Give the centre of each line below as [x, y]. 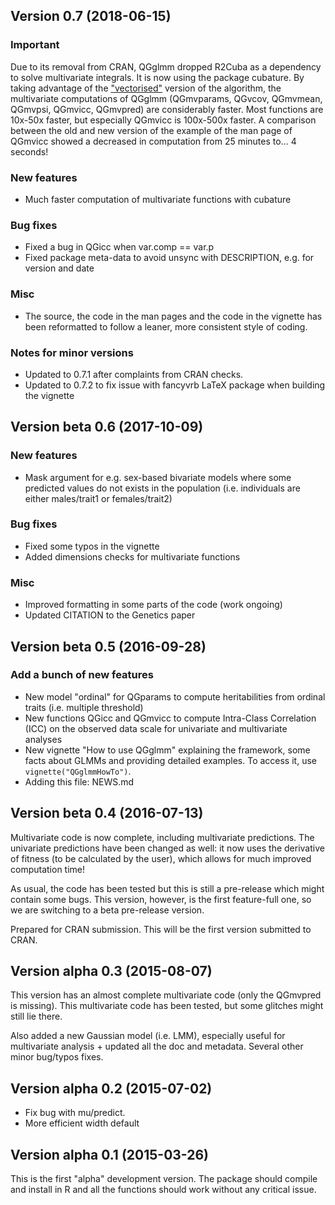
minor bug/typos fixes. [57, 1057]
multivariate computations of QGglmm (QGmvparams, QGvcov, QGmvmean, [166, 98]
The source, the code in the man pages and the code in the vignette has [173, 316]
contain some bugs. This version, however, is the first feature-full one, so [161, 899]
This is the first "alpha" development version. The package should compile [164, 1179]
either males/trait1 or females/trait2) [98, 498]
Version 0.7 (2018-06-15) [91, 16]
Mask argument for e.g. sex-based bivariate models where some [158, 477]
